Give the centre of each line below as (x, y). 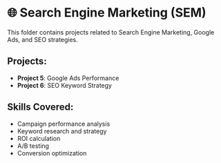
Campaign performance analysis (64, 124)
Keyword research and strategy (62, 131)
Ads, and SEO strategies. (42, 39)
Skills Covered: (40, 107)
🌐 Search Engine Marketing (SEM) (107, 13)
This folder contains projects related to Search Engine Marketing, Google (111, 32)
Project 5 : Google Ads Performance (68, 78)
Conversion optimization (52, 153)
